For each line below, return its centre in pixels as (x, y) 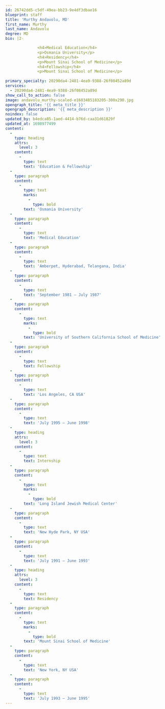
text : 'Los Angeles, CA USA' (55, 394)
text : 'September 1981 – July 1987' (63, 295)
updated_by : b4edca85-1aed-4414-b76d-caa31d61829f (60, 119)
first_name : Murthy (26, 24)
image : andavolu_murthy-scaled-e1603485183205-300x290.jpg (69, 100)
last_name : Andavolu (27, 29)
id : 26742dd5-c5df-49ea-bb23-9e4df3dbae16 (51, 10)
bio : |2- (15, 39)
